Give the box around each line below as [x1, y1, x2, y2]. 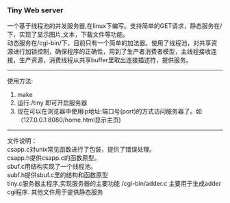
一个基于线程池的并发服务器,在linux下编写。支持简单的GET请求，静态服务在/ [7, 22, 222, 30]
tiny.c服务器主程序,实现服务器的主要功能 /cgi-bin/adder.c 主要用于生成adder [7, 180, 221, 188]
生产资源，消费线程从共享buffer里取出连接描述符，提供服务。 [18, 56, 192, 64]
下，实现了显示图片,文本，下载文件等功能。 [7, 30, 129, 39]
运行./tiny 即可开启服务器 [16, 98, 88, 107]
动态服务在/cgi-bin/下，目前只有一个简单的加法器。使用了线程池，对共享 [7, 39, 212, 47]
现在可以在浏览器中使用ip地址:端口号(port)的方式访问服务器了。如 [16, 107, 203, 116]
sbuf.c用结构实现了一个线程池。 [7, 163, 97, 171]
